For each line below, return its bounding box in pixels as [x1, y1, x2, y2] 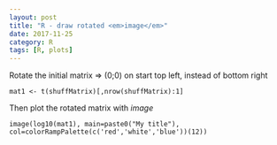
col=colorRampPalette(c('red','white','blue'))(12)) [9, 127, 208, 137]
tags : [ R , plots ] [9, 46, 73, 55]
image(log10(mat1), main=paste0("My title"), [9, 120, 180, 129]
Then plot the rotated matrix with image [9, 103, 154, 113]
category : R [9, 37, 53, 47]
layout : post [9, 12, 58, 22]
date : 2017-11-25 [9, 29, 73, 38]
